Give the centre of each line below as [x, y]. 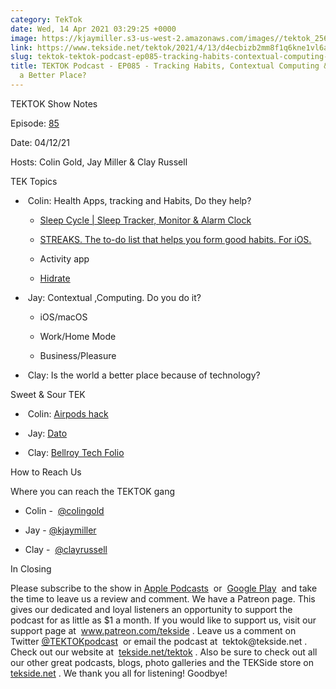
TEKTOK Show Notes [54, 103]
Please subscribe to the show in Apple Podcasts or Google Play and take [164, 588]
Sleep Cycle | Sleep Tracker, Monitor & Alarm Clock [145, 220]
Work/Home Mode [78, 336]
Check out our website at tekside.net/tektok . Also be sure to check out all [164, 652]
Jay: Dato [47, 433]
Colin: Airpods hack [68, 413]
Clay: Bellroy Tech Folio [76, 452]
